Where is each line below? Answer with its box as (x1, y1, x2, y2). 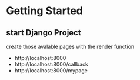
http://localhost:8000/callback (14, 61, 89, 68)
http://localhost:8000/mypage (14, 67, 88, 74)
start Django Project (6, 28, 81, 38)
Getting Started (6, 4, 84, 18)
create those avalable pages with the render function (6, 43, 135, 50)
